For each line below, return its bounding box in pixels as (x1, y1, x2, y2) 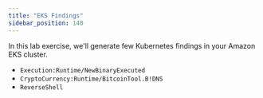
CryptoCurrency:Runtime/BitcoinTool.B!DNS (19, 75, 163, 83)
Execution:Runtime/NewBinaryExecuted (19, 66, 146, 74)
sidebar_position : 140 (8, 19, 84, 27)
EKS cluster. (8, 49, 48, 59)
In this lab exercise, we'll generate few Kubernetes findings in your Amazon (8, 41, 256, 50)
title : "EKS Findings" (8, 11, 84, 20)
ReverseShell (19, 83, 64, 92)
